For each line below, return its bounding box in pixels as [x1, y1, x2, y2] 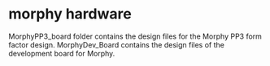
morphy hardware [8, 5, 132, 23]
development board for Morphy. [8, 48, 115, 58]
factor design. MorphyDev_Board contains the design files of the [8, 39, 225, 49]
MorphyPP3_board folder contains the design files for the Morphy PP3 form [8, 31, 263, 41]
